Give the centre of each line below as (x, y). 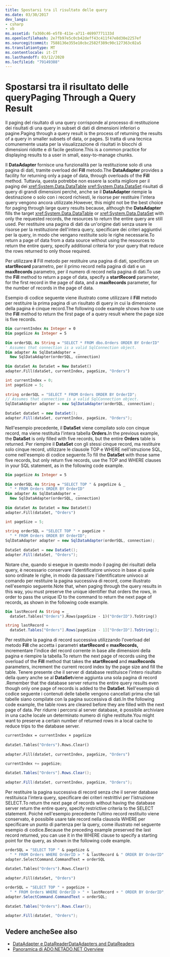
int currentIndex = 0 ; (29, 380)
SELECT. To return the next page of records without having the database (80, 803)
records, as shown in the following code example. (57, 602)
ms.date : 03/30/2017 (27, 15)
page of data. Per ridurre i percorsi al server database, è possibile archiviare (85, 710)
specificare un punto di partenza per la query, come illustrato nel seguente (83, 824)
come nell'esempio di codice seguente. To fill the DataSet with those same (83, 454)
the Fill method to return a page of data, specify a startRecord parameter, (82, 277)
